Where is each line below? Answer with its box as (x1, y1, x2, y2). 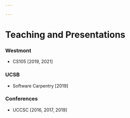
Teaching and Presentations (5, 29, 126, 41)
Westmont (5, 47, 32, 54)
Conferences (5, 95, 38, 102)
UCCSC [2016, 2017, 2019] (12, 107, 68, 113)
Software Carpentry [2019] (12, 83, 69, 89)
